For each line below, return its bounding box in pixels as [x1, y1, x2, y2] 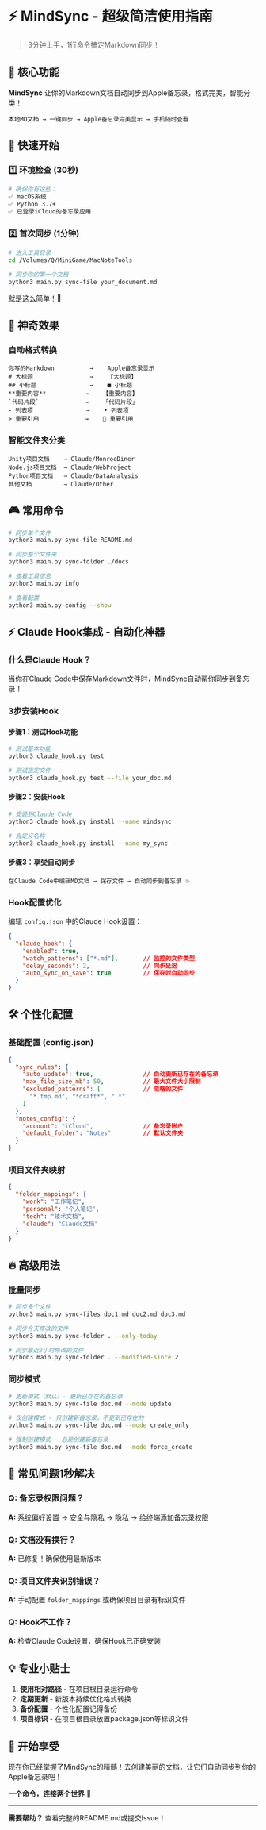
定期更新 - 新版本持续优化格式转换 [19, 1694, 132, 1704]
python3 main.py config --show [8, 601, 112, 609]
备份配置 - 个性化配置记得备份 [19, 1704, 118, 1714]
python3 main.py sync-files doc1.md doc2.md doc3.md [8, 1310, 186, 1318]
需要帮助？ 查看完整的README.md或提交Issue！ [8, 1813, 166, 1823]
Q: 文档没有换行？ [8, 1534, 77, 1545]
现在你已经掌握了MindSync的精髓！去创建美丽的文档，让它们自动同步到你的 [8, 1763, 256, 1772]
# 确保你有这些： [8, 186, 57, 194]
